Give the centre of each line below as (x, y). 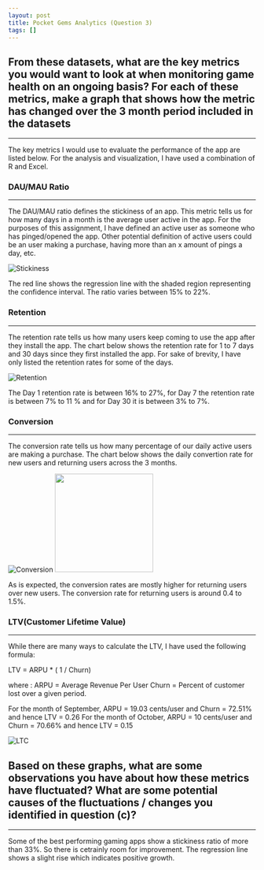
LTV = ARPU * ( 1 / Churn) (50, 670)
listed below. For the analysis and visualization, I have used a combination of (132, 158)
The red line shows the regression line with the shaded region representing (130, 283)
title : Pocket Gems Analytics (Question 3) (81, 23)
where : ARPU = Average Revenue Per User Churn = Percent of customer (126, 685)
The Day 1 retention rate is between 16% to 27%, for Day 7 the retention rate (132, 392)
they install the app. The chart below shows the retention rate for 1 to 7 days (131, 345)
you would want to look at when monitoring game (131, 74)
